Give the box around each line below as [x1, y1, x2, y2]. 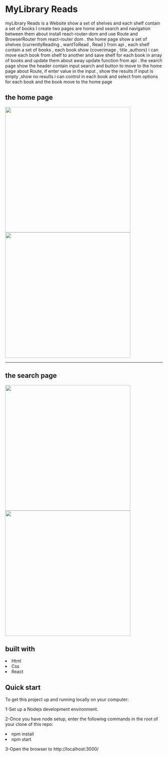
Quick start [5, 683, 41, 692]
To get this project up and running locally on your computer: [5, 696, 129, 703]
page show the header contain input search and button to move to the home [5, 63, 162, 69]
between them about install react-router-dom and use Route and [5, 31, 138, 37]
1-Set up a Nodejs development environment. [5, 706, 98, 712]
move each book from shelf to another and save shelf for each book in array [5, 52, 162, 58]
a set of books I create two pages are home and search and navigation [5, 25, 151, 31]
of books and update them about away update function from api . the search [5, 57, 162, 63]
